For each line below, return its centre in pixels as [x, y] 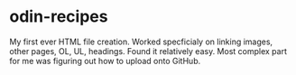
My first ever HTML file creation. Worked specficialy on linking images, [141, 42]
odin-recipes [59, 17]
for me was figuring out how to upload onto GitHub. [105, 61]
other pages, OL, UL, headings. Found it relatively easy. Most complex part [148, 51]
